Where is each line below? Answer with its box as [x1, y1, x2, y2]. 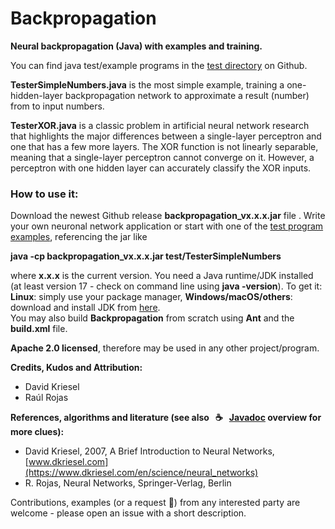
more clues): [10, 426, 65, 438]
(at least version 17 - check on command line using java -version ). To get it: [10, 280, 323, 292]
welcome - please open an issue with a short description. [10, 507, 247, 519]
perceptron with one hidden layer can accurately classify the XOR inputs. [10, 162, 312, 174]
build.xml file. [10, 323, 68, 335]
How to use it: [10, 187, 79, 201]
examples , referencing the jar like [10, 231, 148, 243]
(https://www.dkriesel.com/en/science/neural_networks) [24, 467, 259, 479]
